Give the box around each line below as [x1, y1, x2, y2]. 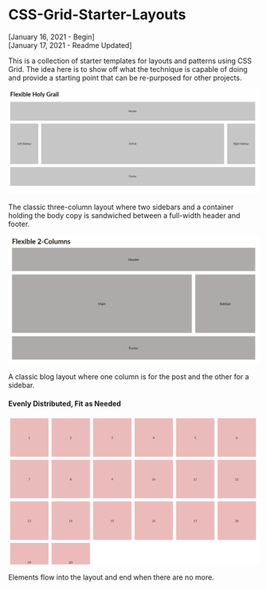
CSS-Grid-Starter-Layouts [8, 6, 186, 24]
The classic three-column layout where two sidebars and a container [8, 202, 234, 212]
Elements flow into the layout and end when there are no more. [8, 572, 215, 582]
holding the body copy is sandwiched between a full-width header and [8, 210, 241, 220]
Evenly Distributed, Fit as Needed [8, 398, 122, 408]
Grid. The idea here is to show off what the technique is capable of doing [8, 64, 248, 73]
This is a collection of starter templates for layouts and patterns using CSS [8, 56, 252, 65]
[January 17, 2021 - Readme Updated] [8, 40, 133, 49]
